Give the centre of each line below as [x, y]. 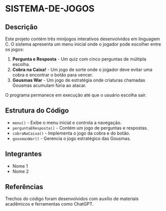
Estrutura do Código [37, 110]
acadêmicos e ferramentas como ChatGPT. [49, 204]
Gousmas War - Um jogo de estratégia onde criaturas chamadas [79, 80]
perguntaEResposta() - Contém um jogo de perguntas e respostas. [80, 128]
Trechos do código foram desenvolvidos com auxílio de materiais [72, 199]
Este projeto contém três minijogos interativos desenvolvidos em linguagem [83, 39]
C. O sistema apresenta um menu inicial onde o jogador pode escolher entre [83, 44]
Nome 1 [20, 166]
